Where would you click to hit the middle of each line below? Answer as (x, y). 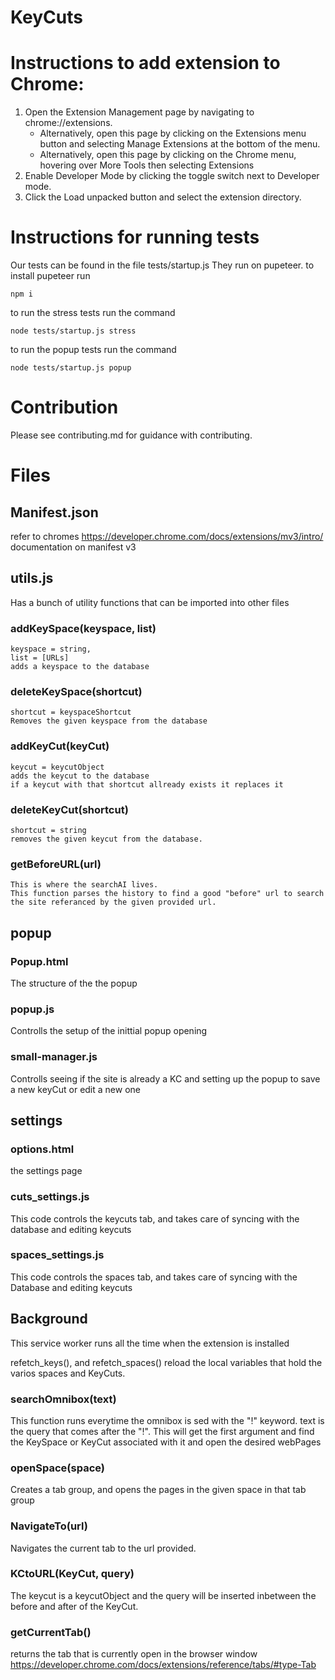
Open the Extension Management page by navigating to (139, 112)
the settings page (46, 1171)
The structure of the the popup (74, 983)
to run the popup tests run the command (93, 350)
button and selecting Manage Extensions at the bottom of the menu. (180, 144)
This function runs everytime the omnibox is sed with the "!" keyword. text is (167, 1420)
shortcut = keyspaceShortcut (71, 712)
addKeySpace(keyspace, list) (83, 628)
